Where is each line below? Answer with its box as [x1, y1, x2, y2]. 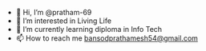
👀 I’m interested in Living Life [15, 16, 112, 25]
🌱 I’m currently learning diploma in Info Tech [15, 25, 163, 33]
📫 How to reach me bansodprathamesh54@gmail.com [15, 33, 199, 43]
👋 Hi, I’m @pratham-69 [15, 8, 92, 17]
